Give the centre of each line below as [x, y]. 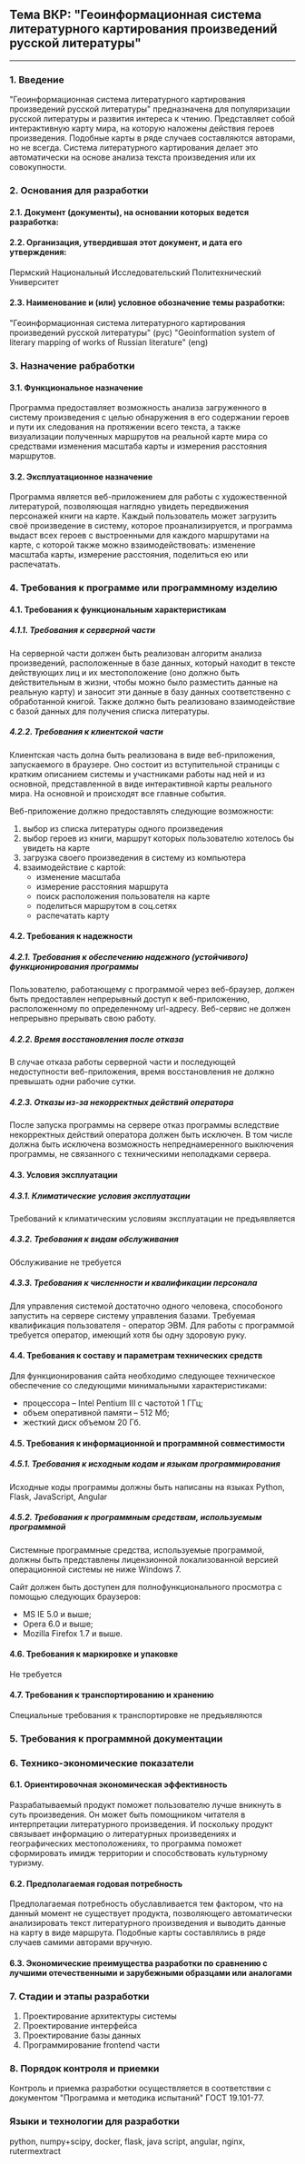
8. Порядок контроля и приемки [84, 2069]
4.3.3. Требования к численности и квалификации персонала [133, 1283]
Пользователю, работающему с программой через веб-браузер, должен [152, 990]
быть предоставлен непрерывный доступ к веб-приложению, [130, 999]
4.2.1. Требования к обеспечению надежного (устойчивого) [129, 957]
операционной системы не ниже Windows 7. [95, 1569]
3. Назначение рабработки [72, 365]
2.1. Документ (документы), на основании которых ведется [129, 212]
